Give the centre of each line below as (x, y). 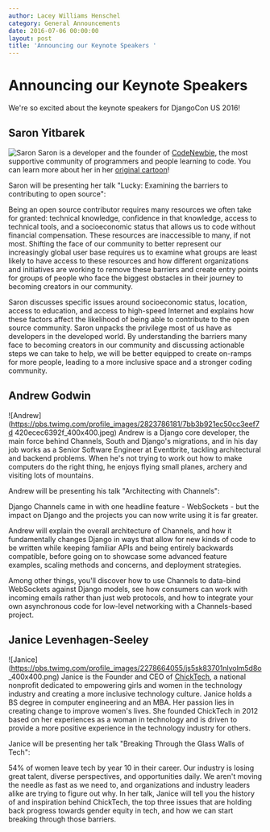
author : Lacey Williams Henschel (64, 16)
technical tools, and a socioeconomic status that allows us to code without (132, 226)
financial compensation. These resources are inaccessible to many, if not (130, 235)
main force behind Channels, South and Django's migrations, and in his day (133, 441)
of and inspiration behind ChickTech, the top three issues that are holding (130, 801)
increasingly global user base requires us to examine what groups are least (133, 252)
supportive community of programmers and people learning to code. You (130, 161)
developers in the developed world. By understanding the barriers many (128, 336)
